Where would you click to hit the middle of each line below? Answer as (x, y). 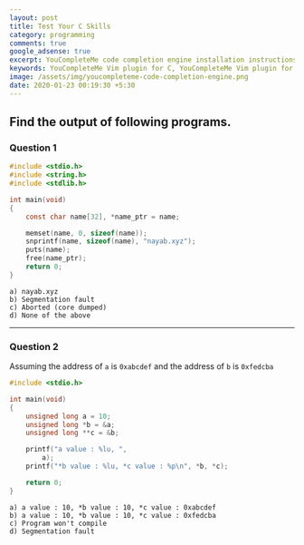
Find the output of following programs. (120, 122)
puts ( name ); (48, 250)
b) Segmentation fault (52, 299)
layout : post (34, 18)
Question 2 (34, 346)
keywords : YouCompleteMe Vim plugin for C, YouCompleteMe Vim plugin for (152, 69)
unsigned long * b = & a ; (71, 424)
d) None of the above (50, 315)
